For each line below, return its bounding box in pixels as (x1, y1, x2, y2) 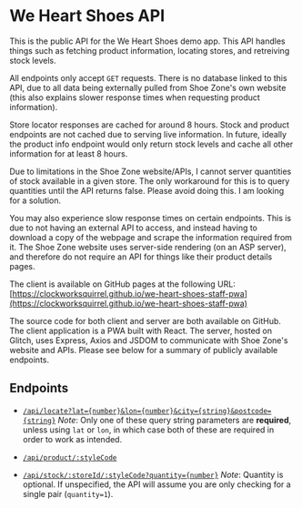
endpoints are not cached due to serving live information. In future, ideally (9, 128, 287, 139)
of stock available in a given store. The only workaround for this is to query (9, 175, 290, 187)
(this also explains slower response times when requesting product (9, 92, 261, 103)
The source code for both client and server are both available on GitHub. (9, 315, 282, 326)
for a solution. (9, 195, 62, 206)
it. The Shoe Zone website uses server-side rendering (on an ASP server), (9, 241, 287, 252)
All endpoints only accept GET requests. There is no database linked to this (9, 72, 288, 83)
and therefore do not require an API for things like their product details (9, 251, 273, 262)
